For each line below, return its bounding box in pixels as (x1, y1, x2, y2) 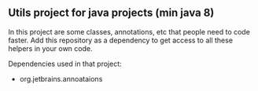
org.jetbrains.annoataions (19, 74, 103, 83)
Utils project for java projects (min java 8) (8, 6, 215, 20)
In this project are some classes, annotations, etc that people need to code (8, 27, 250, 36)
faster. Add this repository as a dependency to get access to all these (8, 35, 234, 45)
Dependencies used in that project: (8, 59, 122, 68)
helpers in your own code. (8, 43, 93, 53)
